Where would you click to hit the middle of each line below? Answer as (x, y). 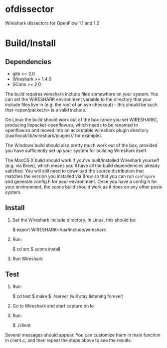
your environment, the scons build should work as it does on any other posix (84, 186)
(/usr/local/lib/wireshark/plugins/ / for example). (54, 135)
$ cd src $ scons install (36, 249)
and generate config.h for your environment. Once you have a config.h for (81, 181)
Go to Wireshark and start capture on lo (53, 305)
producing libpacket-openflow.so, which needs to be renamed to (72, 125)
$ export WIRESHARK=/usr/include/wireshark (59, 229)
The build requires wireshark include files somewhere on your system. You (82, 94)
